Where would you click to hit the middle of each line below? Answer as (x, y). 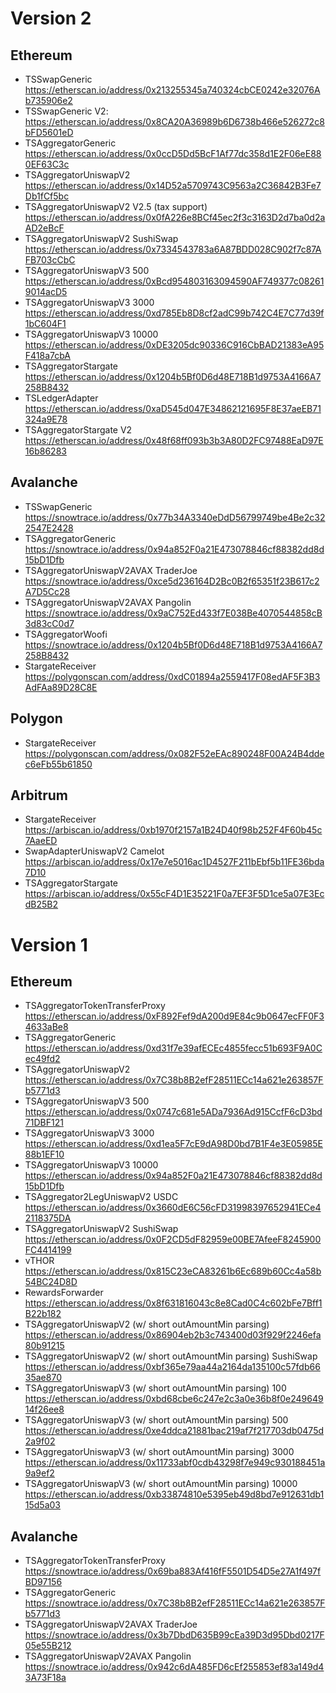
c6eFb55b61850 (58, 764)
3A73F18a (45, 1678)
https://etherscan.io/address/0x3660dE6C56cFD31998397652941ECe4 (173, 1208)
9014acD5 (46, 291)
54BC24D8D (51, 1282)
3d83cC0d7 (49, 623)
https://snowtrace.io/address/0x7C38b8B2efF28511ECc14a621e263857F (175, 1603)
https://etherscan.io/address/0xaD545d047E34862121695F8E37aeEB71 (173, 408)
